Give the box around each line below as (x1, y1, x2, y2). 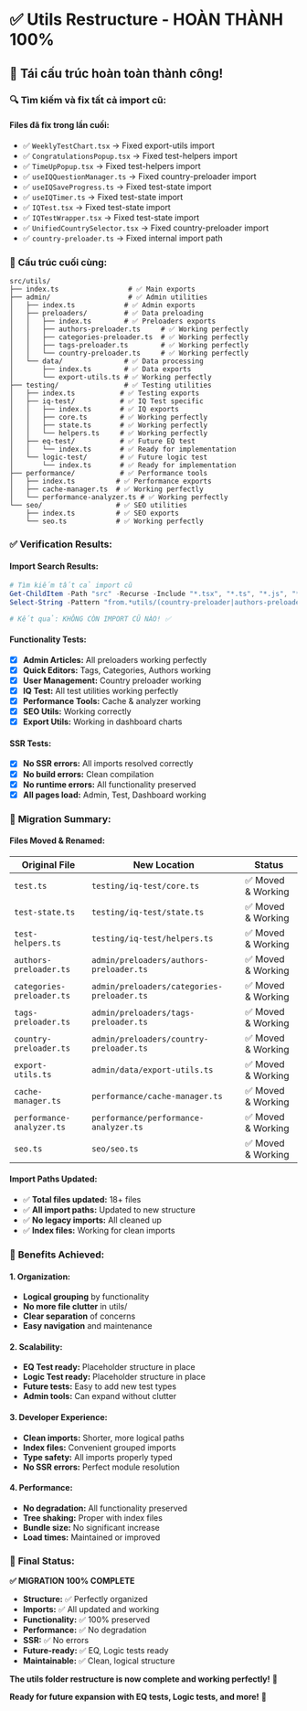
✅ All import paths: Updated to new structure (22, 1204, 196, 1215)
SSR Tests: (9, 737, 52, 749)
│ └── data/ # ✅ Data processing (9, 357, 204, 366)
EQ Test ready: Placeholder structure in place (22, 1362, 196, 1373)
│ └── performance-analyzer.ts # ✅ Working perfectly (9, 493, 228, 502)
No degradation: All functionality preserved (22, 1502, 188, 1513)
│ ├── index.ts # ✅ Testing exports (9, 389, 200, 398)
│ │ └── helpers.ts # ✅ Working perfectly (9, 429, 208, 438)
